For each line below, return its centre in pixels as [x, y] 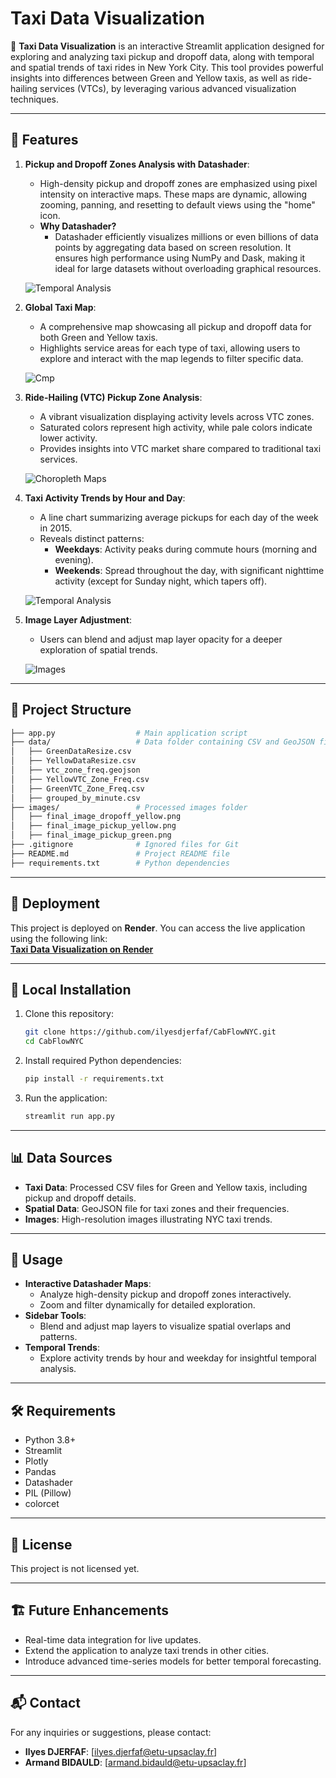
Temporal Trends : [62, 1348]
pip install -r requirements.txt [94, 1079]
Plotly [36, 1461]
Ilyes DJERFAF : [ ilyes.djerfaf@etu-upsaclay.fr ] [121, 1751]
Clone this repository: [69, 1014]
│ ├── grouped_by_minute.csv [75, 798]
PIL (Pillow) [48, 1493]
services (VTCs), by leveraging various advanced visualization [168, 88]
